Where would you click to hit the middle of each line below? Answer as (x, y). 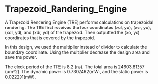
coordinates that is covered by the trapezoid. (50, 38)
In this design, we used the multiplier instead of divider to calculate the (76, 47)
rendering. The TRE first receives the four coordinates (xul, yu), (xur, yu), (78, 27)
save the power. (21, 57)
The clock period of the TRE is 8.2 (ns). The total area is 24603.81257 (75, 67)
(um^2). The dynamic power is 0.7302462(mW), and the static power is (77, 71)
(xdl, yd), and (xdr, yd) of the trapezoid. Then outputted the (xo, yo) (72, 32)
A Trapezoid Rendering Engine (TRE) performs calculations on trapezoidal (79, 22)
